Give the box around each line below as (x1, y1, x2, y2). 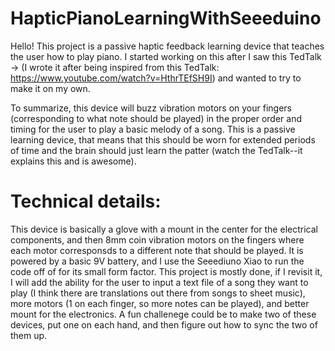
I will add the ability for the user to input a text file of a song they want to (10, 276, 309, 288)
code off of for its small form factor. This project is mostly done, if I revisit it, (10, 265, 323, 277)
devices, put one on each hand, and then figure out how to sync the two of (10, 318, 318, 331)
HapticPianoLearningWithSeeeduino (10, 7, 322, 30)
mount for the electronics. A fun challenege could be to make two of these (10, 308, 317, 320)
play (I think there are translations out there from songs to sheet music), (10, 287, 306, 299)
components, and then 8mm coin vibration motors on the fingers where (10, 233, 305, 246)
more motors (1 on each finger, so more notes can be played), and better (10, 297, 310, 309)
